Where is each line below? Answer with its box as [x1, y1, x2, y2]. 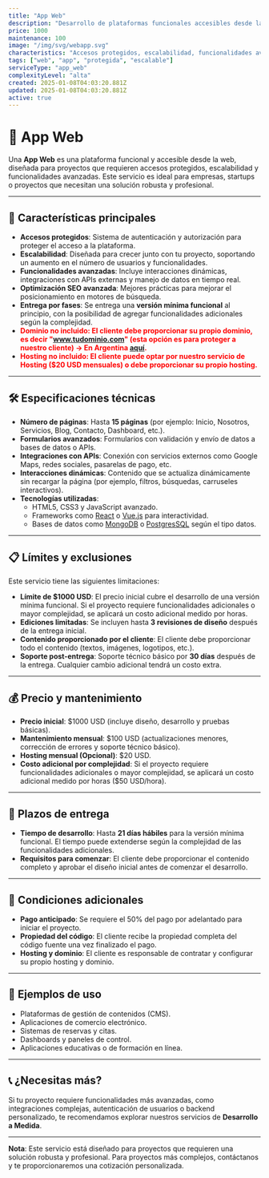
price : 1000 [8, 26, 48, 34]
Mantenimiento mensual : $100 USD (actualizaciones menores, [19, 734, 229, 744]
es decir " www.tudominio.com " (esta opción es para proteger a [19, 334, 236, 344]
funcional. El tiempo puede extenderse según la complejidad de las [19, 837, 242, 846]
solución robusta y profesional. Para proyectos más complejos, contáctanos [8, 1152, 259, 1162]
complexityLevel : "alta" [8, 71, 91, 79]
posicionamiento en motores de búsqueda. [19, 292, 162, 301]
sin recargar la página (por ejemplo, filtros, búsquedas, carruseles [19, 476, 239, 486]
